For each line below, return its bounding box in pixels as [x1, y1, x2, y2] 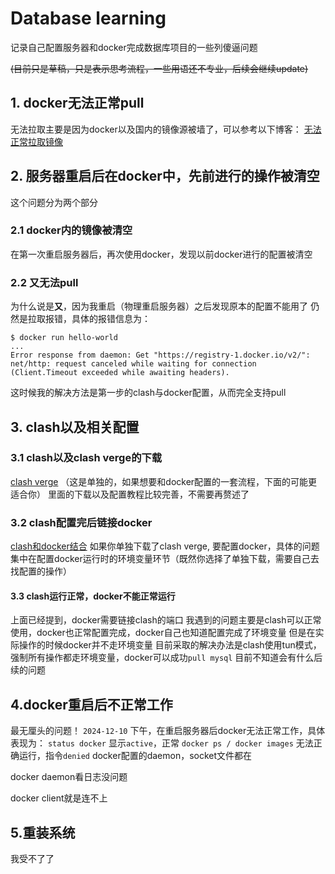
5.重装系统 [10, 824, 76, 841]
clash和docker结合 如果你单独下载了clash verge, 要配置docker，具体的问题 [10, 540, 320, 552]
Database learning [10, 7, 167, 30]
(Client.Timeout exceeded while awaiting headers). [10, 368, 230, 378]
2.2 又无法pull [10, 275, 79, 289]
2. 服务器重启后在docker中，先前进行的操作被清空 [10, 168, 320, 185]
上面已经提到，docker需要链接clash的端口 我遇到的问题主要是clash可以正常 [10, 614, 322, 626]
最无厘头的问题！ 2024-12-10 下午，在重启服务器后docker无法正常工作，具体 [10, 725, 326, 737]
